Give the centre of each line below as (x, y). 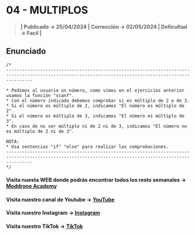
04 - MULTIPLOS (47, 10)
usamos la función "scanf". (40, 95)
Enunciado (26, 51)
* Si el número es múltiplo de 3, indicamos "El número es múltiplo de (95, 116)
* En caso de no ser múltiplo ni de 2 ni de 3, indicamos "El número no (97, 126)
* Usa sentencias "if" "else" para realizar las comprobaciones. (87, 147)
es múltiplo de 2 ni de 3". (40, 131)
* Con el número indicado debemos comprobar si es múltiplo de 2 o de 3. (98, 101)
